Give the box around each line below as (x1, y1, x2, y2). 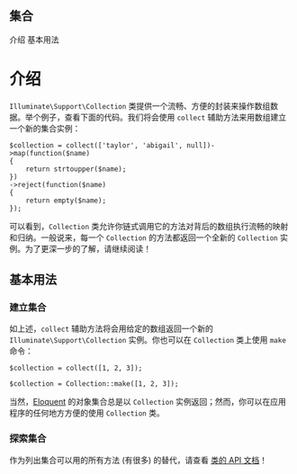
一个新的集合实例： (9, 122, 81, 133)
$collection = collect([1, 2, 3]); (9, 363, 143, 373)
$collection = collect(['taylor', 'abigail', (9, 140, 183, 150)
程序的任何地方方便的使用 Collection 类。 (9, 407, 165, 418)
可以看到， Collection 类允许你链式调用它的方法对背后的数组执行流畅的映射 (9, 220, 289, 231)
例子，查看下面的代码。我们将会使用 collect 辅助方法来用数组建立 (40, 112, 286, 122)
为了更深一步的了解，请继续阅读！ (24, 243, 151, 254)
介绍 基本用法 (9, 34, 59, 45)
